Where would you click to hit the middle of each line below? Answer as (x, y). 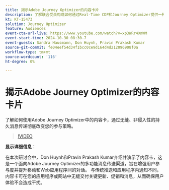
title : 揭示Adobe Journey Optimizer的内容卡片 (52, 10)
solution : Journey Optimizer (36, 24)
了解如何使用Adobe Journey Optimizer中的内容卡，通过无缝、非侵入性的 (80, 120)
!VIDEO (25, 136)
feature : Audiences (26, 29)
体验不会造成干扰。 (25, 182)
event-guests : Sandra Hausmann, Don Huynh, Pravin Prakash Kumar (75, 43)
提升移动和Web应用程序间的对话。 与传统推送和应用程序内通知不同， (90, 170)
